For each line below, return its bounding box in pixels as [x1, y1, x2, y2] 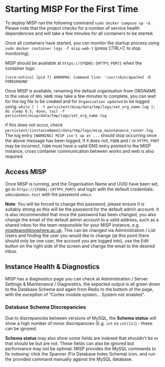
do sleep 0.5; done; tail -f [5, 109, 65, 114]
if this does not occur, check [5, 122, 63, 128]
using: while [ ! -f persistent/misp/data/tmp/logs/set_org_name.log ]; [5, 103, 156, 109]
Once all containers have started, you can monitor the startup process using [5, 40, 160, 46]
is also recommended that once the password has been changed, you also [5, 211, 157, 217]
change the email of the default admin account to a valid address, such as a [5, 217, 159, 223]
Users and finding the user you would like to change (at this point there [5, 232, 149, 238]
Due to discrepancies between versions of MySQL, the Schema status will [5, 315, 157, 321]
